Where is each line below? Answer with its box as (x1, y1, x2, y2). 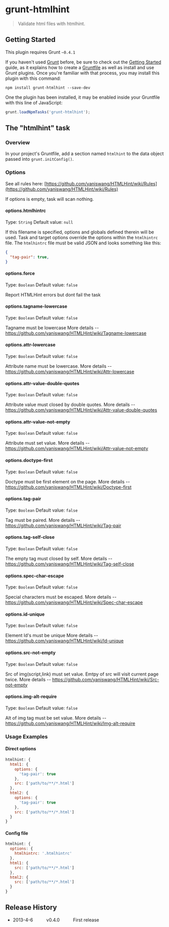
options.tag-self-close (5, 534, 55, 540)
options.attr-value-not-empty (5, 418, 71, 425)
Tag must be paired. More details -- (5, 517, 80, 523)
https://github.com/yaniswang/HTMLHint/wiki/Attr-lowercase (5, 369, 135, 375)
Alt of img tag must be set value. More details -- (5, 714, 107, 721)
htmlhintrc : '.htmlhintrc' (14, 851, 72, 856)
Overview (5, 139, 30, 146)
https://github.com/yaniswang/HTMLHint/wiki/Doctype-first (5, 484, 132, 490)
